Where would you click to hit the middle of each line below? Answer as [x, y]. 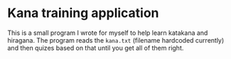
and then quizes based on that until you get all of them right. [96, 48]
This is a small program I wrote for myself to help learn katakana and [108, 33]
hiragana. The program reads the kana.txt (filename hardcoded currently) [116, 40]
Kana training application [83, 13]
